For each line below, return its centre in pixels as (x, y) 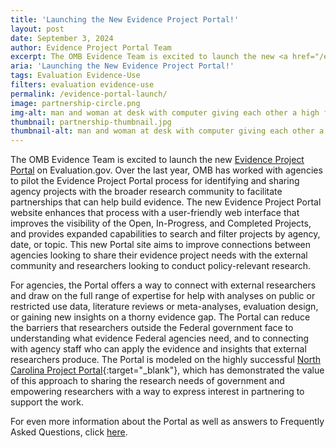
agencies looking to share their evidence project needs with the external (159, 255)
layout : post (37, 29)
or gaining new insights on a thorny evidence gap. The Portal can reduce (160, 317)
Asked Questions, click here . (69, 432)
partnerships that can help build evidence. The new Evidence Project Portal (166, 202)
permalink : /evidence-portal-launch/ (89, 94)
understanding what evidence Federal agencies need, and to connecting (160, 338)
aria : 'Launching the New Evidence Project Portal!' (122, 66)
